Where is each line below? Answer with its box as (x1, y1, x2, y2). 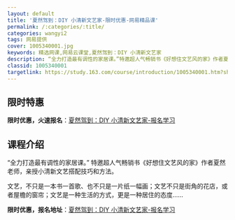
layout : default (7, 10, 55, 17)
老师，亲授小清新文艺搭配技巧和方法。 (7, 167, 117, 175)
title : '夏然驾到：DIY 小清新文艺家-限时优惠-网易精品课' (7, 17, 159, 24)
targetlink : (7, 68, 42, 75)
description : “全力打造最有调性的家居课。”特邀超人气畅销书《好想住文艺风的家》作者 (7, 56, 224, 63)
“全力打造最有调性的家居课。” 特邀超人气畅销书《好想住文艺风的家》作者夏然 (7, 159, 226, 167)
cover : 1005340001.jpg (7, 43, 73, 50)
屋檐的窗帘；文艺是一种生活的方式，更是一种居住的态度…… (13, 191, 184, 199)
